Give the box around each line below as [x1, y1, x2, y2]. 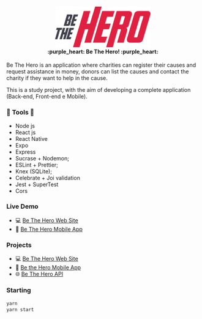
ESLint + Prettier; [15, 161, 58, 168]
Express [15, 148, 36, 156]
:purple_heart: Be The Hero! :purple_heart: [47, 48, 159, 55]
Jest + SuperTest [15, 181, 59, 188]
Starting [6, 286, 32, 295]
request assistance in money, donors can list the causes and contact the [6, 68, 189, 75]
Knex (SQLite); [15, 167, 52, 175]
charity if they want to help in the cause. [6, 75, 108, 82]
